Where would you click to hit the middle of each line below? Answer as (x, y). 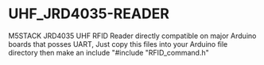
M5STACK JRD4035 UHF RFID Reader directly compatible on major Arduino (132, 36)
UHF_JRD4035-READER (89, 14)
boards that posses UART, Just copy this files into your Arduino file (118, 44)
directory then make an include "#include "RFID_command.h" (109, 52)
